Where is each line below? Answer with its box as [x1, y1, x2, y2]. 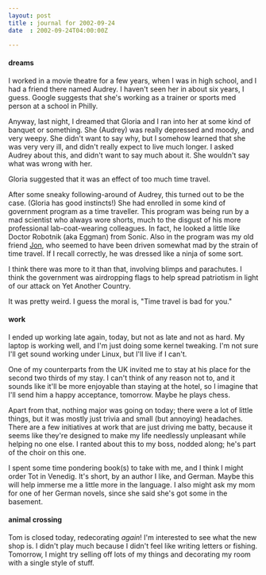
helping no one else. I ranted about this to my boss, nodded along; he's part [8, 439, 256, 449]
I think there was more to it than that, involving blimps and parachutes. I [8, 264, 242, 274]
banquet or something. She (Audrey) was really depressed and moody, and [8, 125, 254, 134]
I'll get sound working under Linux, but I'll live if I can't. [8, 349, 187, 359]
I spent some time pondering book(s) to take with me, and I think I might [8, 463, 244, 472]
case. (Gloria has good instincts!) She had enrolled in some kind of [8, 198, 226, 208]
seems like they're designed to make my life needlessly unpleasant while [8, 430, 246, 440]
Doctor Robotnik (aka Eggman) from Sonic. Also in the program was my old [8, 231, 254, 241]
